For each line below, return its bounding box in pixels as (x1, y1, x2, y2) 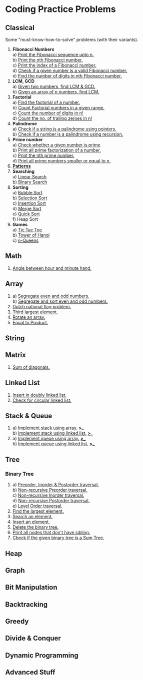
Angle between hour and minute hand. (12, 265, 91, 271)
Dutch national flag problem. (12, 303, 71, 309)
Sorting (12, 184, 29, 190)
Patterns (12, 163, 31, 169)
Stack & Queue (5, 412, 52, 420)
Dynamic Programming (5, 651, 78, 660)
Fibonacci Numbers (12, 46, 54, 52)
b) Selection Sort (12, 195, 47, 201)
